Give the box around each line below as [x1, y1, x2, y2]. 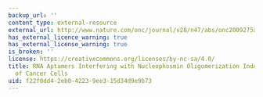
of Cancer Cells [15, 70, 68, 77]
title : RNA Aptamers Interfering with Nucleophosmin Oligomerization [8, 63, 240, 70]
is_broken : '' [8, 48, 55, 56]
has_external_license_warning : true [8, 41, 128, 48]
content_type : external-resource [8, 19, 117, 27]
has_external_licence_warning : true [8, 33, 128, 41]
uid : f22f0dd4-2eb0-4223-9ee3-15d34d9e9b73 [8, 77, 153, 84]
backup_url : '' [8, 11, 58, 20]
